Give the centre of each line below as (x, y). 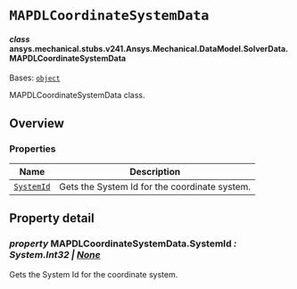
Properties (33, 148)
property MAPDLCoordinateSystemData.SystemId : (123, 244)
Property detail (52, 218)
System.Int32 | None (55, 255)
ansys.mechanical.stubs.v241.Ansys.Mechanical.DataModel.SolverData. (149, 48)
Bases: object (35, 78)
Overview (37, 123)
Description (155, 172)
